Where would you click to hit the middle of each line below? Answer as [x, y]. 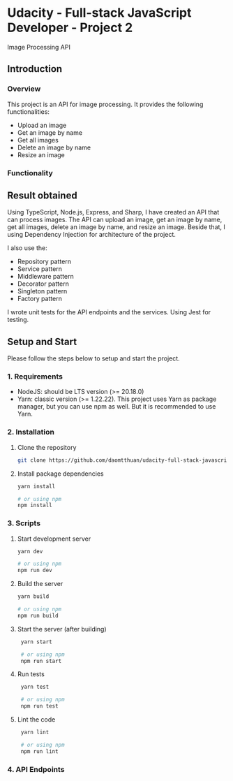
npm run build [38, 615]
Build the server [40, 584]
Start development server [54, 539]
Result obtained [43, 195]
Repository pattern [44, 262]
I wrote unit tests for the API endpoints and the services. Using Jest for [109, 312]
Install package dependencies [60, 474]
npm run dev [35, 571]
